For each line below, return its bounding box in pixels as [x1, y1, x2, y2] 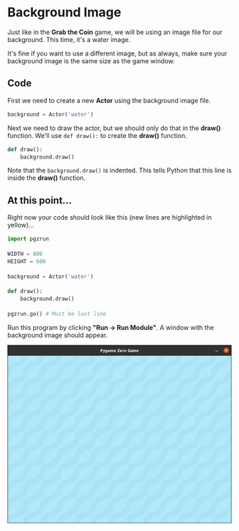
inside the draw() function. [7, 173, 86, 182]
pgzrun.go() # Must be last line [7, 310, 107, 317]
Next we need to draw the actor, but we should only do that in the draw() [7, 124, 221, 132]
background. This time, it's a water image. [7, 35, 131, 43]
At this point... [7, 194, 73, 206]
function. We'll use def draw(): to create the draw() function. [7, 131, 187, 139]
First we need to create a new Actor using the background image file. [7, 96, 211, 104]
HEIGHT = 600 [7, 257, 46, 265]
